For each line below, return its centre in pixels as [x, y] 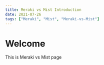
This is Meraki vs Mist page [33, 57]
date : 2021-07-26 [23, 14]
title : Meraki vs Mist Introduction [43, 10]
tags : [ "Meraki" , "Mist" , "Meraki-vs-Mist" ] [52, 19]
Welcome [25, 43]
